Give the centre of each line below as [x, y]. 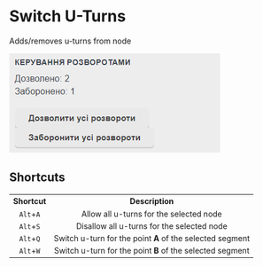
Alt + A [30, 214]
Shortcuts [37, 178]
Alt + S [30, 226]
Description [152, 201]
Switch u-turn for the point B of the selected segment [152, 251]
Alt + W [30, 251]
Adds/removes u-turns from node [70, 41]
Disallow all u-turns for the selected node [151, 226]
